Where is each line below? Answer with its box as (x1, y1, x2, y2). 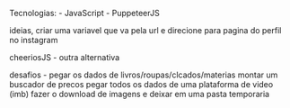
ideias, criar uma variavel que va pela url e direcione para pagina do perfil (9, 25, 282, 35)
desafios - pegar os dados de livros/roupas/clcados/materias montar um (9, 69, 278, 80)
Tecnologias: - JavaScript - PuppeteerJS (9, 8, 160, 18)
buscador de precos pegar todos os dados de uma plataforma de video (9, 79, 274, 89)
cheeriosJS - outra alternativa (9, 52, 120, 62)
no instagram (9, 35, 58, 45)
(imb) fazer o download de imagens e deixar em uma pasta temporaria (9, 89, 270, 99)
